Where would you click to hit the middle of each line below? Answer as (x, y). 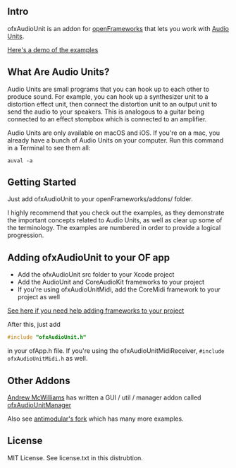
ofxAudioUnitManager (39, 404)
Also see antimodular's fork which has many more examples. (96, 419)
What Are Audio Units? (58, 72)
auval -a (20, 161)
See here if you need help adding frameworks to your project (96, 311)
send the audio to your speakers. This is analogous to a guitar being (106, 112)
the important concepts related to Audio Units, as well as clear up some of (115, 220)
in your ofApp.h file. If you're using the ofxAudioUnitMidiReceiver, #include (116, 351)
